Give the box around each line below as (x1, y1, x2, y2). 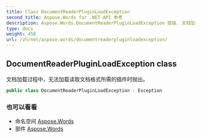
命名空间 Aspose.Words (14, 118, 74, 125)
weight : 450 (6, 31, 36, 37)
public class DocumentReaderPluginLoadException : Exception (6, 88, 163, 94)
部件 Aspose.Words (14, 125, 64, 132)
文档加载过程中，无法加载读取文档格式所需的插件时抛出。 (6, 76, 148, 83)
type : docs (6, 25, 34, 32)
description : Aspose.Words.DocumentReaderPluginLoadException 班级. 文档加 (6, 20, 196, 26)
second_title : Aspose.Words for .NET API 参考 (6, 14, 123, 20)
